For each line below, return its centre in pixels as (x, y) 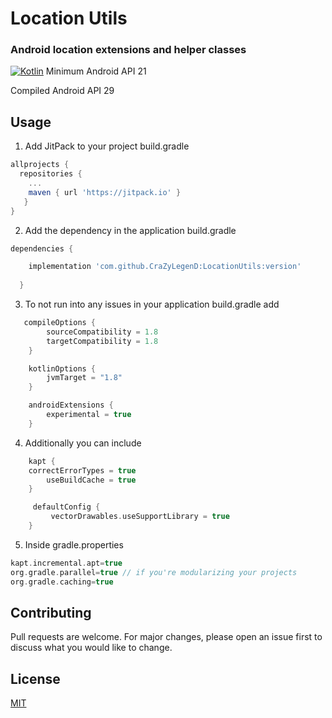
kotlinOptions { (62, 368)
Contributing (51, 612)
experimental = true (89, 415)
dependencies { (42, 248)
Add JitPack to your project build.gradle (107, 146)
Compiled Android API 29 (62, 91)
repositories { (51, 174)
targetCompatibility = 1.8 (102, 341)
